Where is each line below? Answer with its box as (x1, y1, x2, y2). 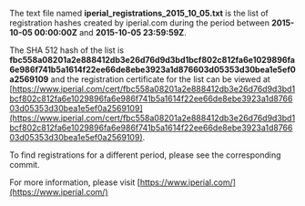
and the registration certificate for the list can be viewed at (50, 74, 270, 85)
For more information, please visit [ (9, 177, 141, 188)
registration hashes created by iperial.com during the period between (9, 17, 270, 28)
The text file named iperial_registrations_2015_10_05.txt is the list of (9, 8, 269, 18)
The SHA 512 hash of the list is (9, 45, 125, 56)
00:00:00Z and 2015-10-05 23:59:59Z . (34, 27, 187, 37)
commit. (9, 160, 40, 170)
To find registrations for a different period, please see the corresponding (9, 149, 281, 160)
